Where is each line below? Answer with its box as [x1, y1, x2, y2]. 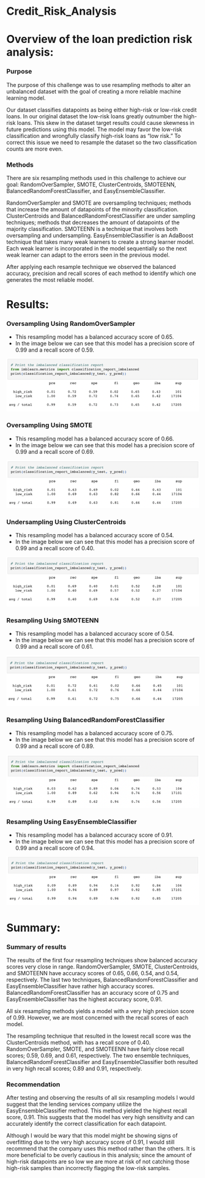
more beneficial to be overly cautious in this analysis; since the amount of [6, 1152, 192, 1159]
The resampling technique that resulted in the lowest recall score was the [6, 1032, 192, 1040]
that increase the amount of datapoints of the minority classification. [6, 205, 179, 213]
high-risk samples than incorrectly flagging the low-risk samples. [6, 1165, 171, 1172]
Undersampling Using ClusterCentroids [6, 518, 127, 526]
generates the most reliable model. [6, 276, 94, 283]
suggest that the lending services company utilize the [6, 1101, 142, 1108]
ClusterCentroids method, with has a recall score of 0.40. [6, 1039, 151, 1046]
